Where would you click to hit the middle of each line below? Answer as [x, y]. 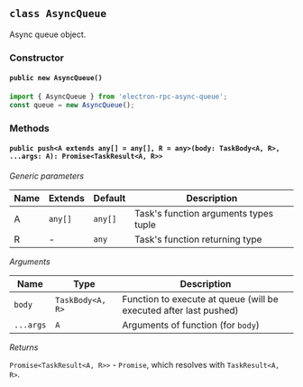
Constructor [37, 58]
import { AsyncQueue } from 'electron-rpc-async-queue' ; [119, 97]
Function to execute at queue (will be [200, 299]
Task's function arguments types [203, 213]
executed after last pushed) [180, 310]
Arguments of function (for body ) [191, 325]
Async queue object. [48, 34]
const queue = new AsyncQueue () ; [72, 105]
